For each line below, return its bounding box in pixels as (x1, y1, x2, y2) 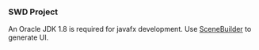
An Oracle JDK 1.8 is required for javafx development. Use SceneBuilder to (8, 25, 252, 34)
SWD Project (8, 6, 59, 17)
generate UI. (8, 33, 49, 42)
